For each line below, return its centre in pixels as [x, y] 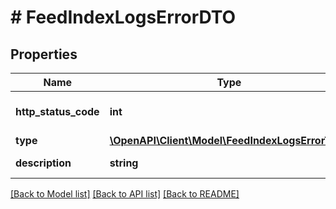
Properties [44, 54]
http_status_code [57, 111]
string [124, 163]
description [43, 163]
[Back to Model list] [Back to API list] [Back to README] [125, 194]
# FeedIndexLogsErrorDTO [123, 17]
